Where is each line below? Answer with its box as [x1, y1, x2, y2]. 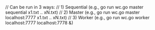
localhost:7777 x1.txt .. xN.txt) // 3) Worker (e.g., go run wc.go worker [5, 15, 150, 20]
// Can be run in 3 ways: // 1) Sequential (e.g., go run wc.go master [5, 4, 144, 10]
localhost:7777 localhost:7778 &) [5, 20, 73, 26]
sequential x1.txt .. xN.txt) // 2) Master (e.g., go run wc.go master [5, 9, 140, 15]
